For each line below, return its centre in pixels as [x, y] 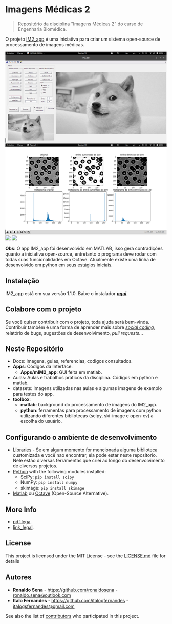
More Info [21, 509]
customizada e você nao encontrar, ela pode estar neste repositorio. [85, 455]
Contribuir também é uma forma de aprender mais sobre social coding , [80, 327]
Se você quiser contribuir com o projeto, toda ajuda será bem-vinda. [78, 322]
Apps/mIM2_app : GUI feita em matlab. [61, 372]
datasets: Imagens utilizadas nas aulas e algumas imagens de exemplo [87, 388]
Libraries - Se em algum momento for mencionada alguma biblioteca [85, 450]
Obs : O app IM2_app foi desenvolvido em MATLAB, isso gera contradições [84, 248]
